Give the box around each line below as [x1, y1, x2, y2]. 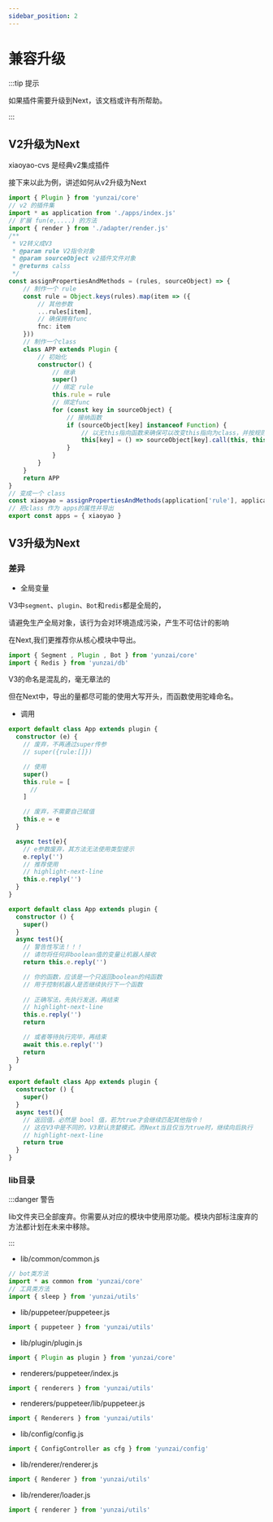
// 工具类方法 [8, 1285, 50, 1293]
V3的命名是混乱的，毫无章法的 [8, 674, 111, 684]
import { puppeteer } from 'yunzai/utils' [8, 1322, 154, 1331]
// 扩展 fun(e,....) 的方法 [8, 217, 97, 225]
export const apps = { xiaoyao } [8, 512, 122, 520]
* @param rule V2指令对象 [11, 247, 95, 255]
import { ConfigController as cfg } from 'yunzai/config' [8, 1445, 209, 1454]
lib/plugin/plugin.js [19, 1337, 83, 1348]
